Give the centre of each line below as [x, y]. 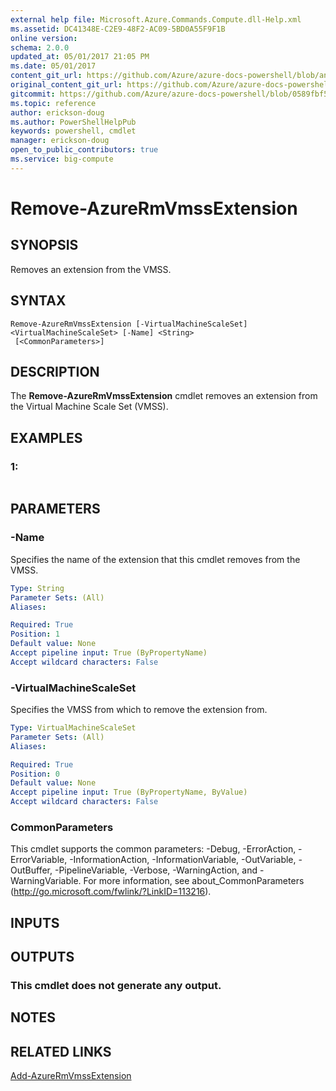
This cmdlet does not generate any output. [116, 986]
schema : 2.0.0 [40, 47]
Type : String [37, 588]
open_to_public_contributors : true [84, 150]
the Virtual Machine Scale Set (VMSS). [89, 407]
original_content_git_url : [66, 85]
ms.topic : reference [53, 103]
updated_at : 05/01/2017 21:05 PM [80, 57]
